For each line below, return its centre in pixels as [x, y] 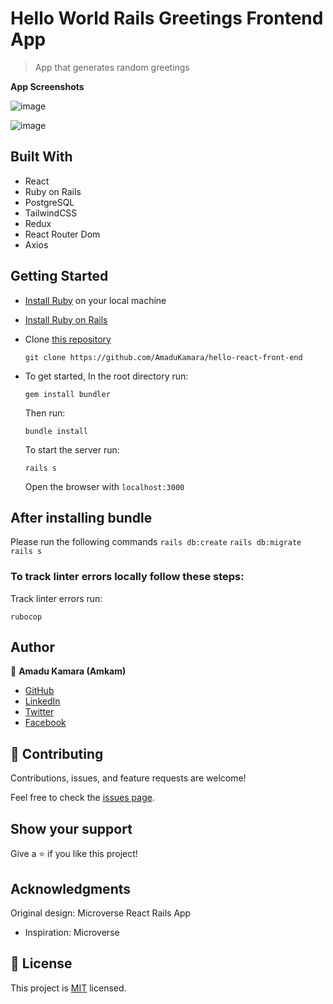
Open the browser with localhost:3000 [104, 486]
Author [32, 647]
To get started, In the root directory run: [106, 376]
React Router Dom [62, 234]
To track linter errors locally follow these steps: [127, 577]
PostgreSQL [49, 202]
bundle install [56, 431]
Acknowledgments [71, 888]
